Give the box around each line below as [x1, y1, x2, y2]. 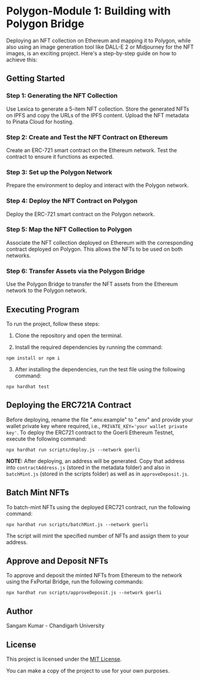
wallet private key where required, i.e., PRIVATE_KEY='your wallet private [6, 422, 188, 429]
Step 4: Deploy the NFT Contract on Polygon [6, 197, 138, 205]
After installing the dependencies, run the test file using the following [14, 366, 186, 373]
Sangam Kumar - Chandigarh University [6, 622, 105, 629]
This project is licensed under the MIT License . [6, 655, 122, 663]
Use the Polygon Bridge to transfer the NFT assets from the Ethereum [6, 281, 178, 288]
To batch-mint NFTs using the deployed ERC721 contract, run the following [6, 503, 190, 510]
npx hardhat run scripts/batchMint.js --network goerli [6, 521, 149, 527]
